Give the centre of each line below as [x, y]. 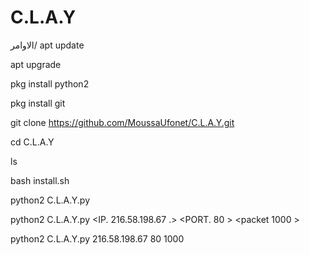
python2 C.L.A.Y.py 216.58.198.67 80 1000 [97, 238]
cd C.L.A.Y [32, 142]
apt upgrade [36, 64]
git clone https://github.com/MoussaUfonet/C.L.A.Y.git [122, 122]
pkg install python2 [50, 83]
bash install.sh [40, 180]
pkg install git [38, 103]
